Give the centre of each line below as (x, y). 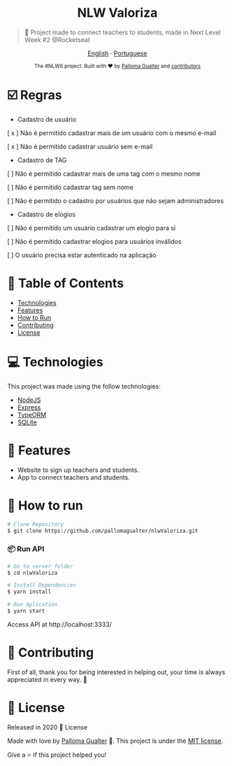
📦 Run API (26, 549)
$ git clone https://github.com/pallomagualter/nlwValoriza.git (103, 531)
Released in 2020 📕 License (48, 727)
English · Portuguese (117, 53)
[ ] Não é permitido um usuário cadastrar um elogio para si (92, 228)
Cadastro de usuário (47, 119)
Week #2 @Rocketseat (57, 39)
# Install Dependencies (42, 585)
